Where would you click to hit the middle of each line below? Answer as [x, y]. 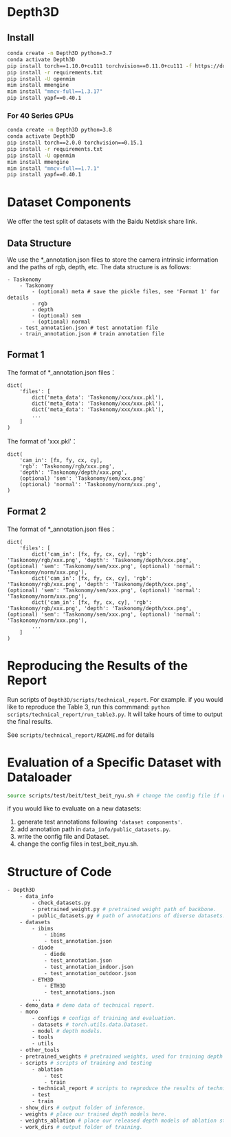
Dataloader [40, 777]
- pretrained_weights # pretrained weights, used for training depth [121, 1057]
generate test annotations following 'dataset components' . [100, 822]
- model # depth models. [67, 1031]
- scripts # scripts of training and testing [86, 1063]
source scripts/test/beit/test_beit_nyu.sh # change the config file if [113, 795]
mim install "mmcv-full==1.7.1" [53, 168]
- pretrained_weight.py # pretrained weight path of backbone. [124, 909]
